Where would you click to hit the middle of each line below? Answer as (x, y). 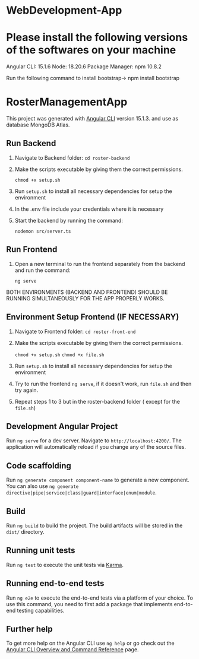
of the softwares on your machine (91, 50)
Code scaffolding (39, 466)
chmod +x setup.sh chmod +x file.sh (59, 355)
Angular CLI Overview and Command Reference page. (72, 650)
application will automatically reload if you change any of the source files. (96, 447)
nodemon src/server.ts (43, 231)
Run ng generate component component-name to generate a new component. (98, 480)
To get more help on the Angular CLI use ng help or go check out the (90, 643)
